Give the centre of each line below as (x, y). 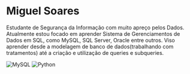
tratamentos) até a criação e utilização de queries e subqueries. (85, 53)
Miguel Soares (43, 11)
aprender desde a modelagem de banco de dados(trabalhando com (90, 47)
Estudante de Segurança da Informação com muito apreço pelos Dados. (95, 27)
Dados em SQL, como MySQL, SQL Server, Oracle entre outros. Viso (91, 40)
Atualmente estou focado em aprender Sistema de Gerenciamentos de (93, 33)
